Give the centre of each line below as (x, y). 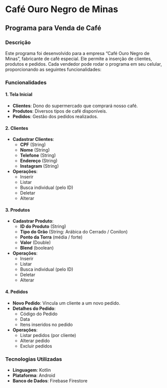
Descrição (18, 42)
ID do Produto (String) (43, 226)
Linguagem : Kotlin (32, 370)
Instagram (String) (39, 166)
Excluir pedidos (36, 346)
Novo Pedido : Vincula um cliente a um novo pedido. (66, 303)
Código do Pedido (39, 314)
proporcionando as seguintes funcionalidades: (53, 69)
